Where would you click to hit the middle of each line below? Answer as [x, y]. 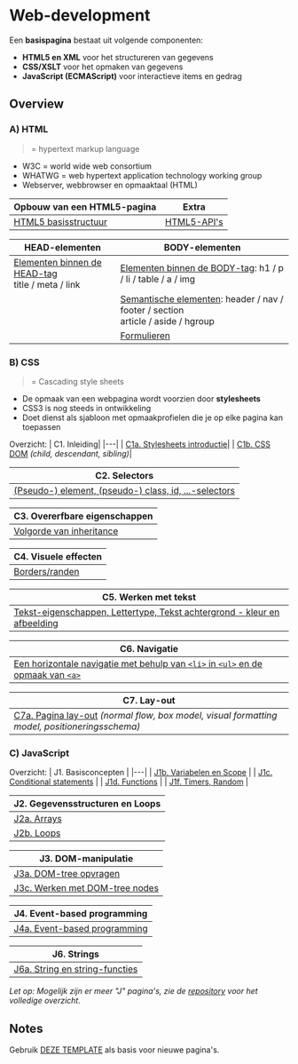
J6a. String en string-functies [76, 969]
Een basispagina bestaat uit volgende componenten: [106, 40]
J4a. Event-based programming [81, 929]
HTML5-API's [194, 221]
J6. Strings [76, 954]
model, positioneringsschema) [77, 727]
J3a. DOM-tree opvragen [67, 874]
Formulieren [145, 336]
